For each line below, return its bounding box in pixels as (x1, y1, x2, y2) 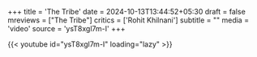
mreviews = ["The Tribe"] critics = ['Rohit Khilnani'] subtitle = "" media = (7, 15, 249, 25)
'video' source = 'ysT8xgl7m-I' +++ (7, 24, 126, 33)
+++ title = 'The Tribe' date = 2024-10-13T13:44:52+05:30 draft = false (7, 7, 246, 16)
